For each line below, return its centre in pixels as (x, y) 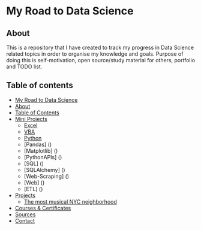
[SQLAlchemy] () (44, 170)
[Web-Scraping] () (46, 176)
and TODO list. (24, 66)
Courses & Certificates (43, 208)
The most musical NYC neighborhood (70, 201)
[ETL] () (33, 189)
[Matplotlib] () (41, 150)
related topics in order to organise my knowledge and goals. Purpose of (95, 54)
